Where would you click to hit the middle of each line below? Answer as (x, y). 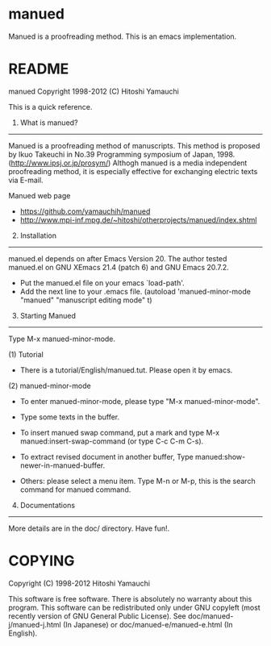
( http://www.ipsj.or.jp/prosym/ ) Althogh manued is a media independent (128, 163)
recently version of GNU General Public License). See (98, 616)
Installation (38, 235)
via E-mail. (26, 180)
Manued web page (40, 195)
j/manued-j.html (35, 624)
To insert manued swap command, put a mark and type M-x (120, 432)
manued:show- (220, 456)
